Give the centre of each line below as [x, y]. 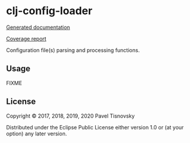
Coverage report [26, 38]
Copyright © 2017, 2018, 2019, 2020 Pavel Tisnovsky [70, 116]
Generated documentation [38, 27]
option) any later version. [36, 134]
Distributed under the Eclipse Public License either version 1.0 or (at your [95, 127]
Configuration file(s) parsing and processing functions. [73, 50]
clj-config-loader [49, 11]
